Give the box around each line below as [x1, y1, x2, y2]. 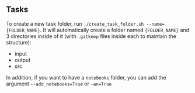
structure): [6, 39, 32, 46]
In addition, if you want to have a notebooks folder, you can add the [6, 74, 166, 81]
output [14, 56, 31, 63]
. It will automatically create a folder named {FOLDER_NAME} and [40, 26, 190, 33]
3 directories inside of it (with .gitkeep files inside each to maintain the [6, 32, 177, 40]
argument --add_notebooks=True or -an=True [6, 80, 112, 87]
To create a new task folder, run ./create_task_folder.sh [6, 20, 144, 27]
